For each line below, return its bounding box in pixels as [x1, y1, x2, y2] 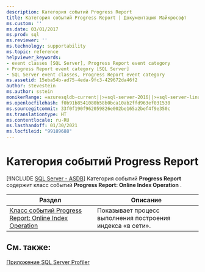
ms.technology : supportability [6, 43, 86, 50]
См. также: [6, 242, 51, 252]
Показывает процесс [96, 206, 160, 215]
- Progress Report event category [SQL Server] [6, 65, 130, 72]
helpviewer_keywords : [6, 54, 62, 61]
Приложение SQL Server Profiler [6, 258, 90, 266]
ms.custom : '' [6, 20, 43, 26]
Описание [131, 196, 162, 204]
